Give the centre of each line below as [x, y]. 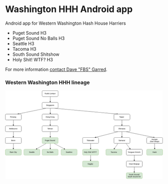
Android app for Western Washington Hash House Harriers [65, 23]
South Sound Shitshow [36, 54]
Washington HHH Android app [69, 9]
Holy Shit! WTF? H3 [33, 59]
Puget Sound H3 [29, 33]
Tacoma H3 [24, 49]
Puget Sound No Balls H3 [38, 38]
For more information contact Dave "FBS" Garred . [56, 69]
